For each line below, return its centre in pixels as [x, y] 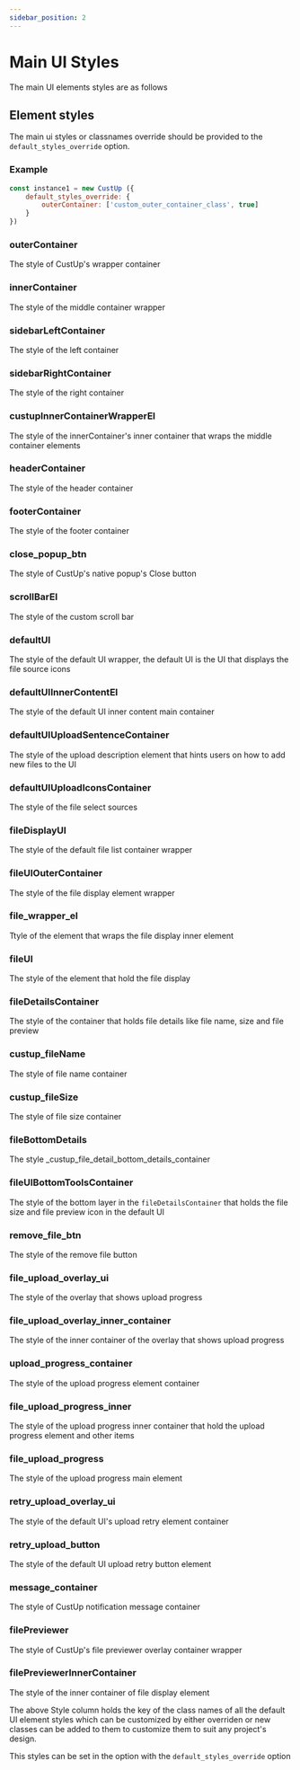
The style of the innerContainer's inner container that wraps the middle [141, 436]
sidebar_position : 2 [48, 18]
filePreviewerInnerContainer [73, 1673]
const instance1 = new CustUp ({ [72, 188]
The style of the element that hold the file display [100, 978]
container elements [45, 445]
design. [23, 1739]
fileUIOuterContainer [56, 873]
